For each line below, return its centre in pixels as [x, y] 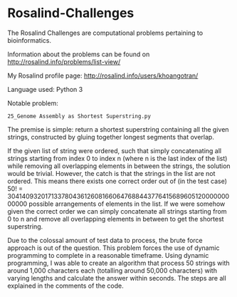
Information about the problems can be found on [79, 54]
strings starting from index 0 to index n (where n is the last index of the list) [117, 158]
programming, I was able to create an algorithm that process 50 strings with [118, 263]
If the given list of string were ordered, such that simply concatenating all [115, 150]
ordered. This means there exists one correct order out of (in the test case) [117, 181]
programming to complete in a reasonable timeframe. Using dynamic [108, 255]
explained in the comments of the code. [65, 286]
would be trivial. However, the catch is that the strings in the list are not [111, 173]
